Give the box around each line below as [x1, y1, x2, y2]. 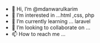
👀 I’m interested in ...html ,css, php [11, 12, 95, 19]
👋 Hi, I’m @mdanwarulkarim [11, 6, 78, 12]
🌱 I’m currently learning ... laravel [11, 18, 91, 24]
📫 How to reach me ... [11, 31, 66, 37]
